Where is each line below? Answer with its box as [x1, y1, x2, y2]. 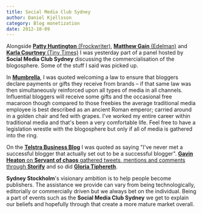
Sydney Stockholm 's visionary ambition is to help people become [6, 174, 172, 182]
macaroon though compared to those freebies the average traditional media [6, 100, 196, 107]
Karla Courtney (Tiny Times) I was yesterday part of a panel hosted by [6, 49, 184, 57]
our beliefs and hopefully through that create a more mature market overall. [6, 201, 195, 208]
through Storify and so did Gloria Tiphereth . [6, 163, 118, 170]
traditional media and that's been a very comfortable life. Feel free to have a [6, 119, 196, 126]
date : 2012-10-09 [6, 26, 50, 32]
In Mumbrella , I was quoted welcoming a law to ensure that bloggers [6, 74, 179, 81]
